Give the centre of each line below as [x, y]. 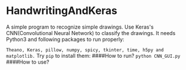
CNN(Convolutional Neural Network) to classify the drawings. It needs [91, 33]
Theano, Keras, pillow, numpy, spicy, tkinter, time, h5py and [85, 50]
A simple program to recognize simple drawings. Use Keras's [80, 27]
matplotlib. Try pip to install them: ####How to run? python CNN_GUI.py [93, 55]
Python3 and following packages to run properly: [65, 39]
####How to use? [28, 62]
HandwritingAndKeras [62, 11]
